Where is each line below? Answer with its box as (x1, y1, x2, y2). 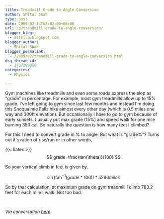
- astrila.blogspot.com (9, 35, 59, 40)
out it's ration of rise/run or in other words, (5, 136, 92, 142)
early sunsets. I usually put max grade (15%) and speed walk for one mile (5, 116, 155, 122)
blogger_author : (5, 40, 39, 45)
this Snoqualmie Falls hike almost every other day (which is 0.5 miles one (5, 106, 155, 112)
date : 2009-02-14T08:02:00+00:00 (5, 21, 75, 26)
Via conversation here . (5, 209, 52, 215)
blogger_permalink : (5, 49, 46, 54)
